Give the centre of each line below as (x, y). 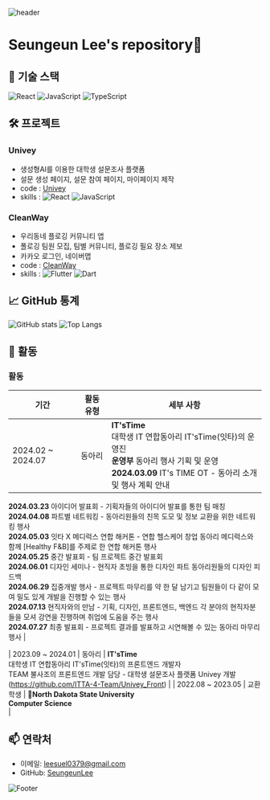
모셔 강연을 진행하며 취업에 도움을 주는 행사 (91, 617)
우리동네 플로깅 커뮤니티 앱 (62, 236)
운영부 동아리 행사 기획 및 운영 (165, 461)
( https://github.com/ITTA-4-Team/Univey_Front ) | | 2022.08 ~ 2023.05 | (127, 684)
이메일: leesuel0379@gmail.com (73, 764)
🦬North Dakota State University (81, 695)
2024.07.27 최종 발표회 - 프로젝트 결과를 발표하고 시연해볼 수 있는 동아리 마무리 (134, 627)
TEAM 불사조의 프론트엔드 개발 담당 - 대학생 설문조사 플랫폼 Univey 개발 (123, 675)
